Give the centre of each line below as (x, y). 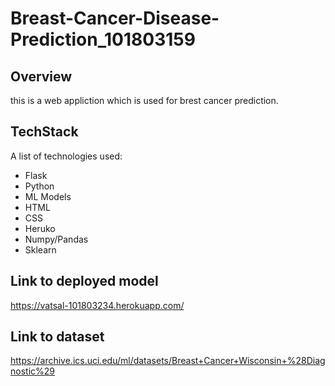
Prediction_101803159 (103, 39)
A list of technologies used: (66, 156)
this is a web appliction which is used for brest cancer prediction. (144, 100)
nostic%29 (32, 371)
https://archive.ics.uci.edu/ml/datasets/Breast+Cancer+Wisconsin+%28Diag (168, 361)
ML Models (48, 196)
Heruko (40, 228)
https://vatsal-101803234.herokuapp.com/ (97, 305)
